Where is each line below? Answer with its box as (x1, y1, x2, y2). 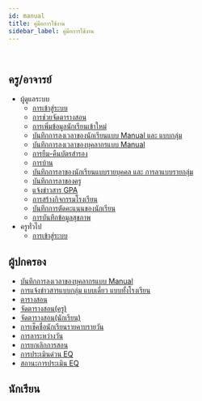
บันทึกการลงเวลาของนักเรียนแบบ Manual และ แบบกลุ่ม (32, 130, 183, 140)
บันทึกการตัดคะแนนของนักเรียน (32, 203, 116, 213)
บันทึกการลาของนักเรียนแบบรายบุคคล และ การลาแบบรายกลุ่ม (32, 167, 194, 177)
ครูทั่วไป (19, 222, 42, 232)
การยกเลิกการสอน (19, 340, 69, 349)
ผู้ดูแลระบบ (19, 94, 50, 104)
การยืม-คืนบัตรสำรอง (32, 149, 88, 159)
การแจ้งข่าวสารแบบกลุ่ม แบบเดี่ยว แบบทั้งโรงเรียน (19, 285, 151, 295)
